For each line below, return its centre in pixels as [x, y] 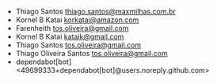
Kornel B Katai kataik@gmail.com [70, 36]
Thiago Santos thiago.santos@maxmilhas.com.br [95, 11]
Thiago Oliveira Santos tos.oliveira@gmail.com [91, 53]
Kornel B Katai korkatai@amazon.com [77, 20]
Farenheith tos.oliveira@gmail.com [72, 28]
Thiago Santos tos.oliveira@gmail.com [78, 45]
